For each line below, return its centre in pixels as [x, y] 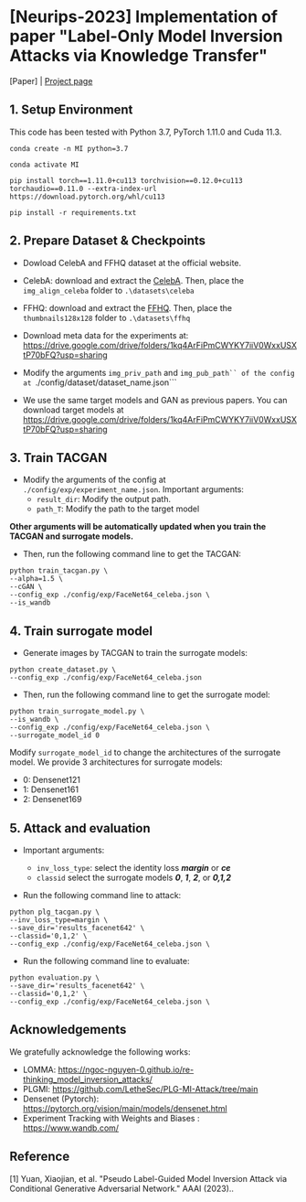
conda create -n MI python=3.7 [69, 148]
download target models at [73, 410]
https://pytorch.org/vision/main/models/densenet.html [125, 1108]
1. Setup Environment [71, 110]
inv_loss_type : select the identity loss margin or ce [133, 868]
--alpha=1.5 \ [37, 579]
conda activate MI [44, 165]
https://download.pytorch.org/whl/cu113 [88, 197]
